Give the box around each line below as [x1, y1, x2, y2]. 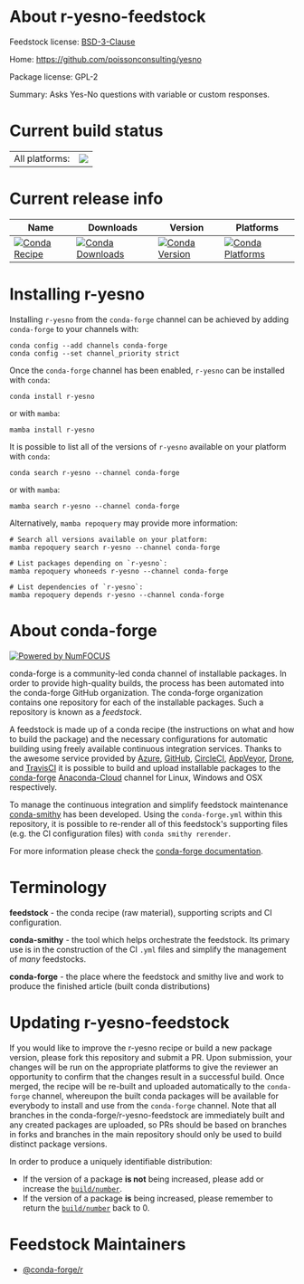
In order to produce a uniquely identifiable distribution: [9, 1156, 213, 1166]
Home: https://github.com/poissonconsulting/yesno [9, 53, 202, 64]
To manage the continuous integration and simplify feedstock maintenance [9, 799, 289, 810]
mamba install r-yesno [9, 425, 95, 434]
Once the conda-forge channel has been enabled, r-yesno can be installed [9, 365, 285, 376]
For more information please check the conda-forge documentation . [9, 845, 264, 856]
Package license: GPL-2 [9, 71, 99, 82]
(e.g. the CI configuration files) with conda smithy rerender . [9, 828, 231, 839]
